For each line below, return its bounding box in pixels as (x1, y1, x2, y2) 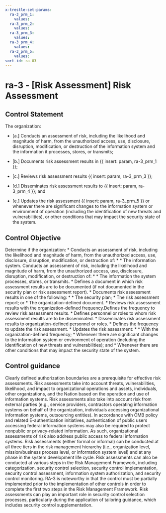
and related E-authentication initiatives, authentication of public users (5, 417, 148, 423)
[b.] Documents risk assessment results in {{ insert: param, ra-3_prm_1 (12, 158, 157, 164)
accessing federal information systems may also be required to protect (5, 422, 150, 428)
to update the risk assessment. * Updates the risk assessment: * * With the (5, 326, 159, 332)
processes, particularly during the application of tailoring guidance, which (5, 497, 157, 503)
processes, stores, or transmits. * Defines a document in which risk (5, 278, 143, 284)
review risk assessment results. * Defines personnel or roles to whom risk (5, 310, 156, 316)
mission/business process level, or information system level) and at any (5, 449, 152, 455)
